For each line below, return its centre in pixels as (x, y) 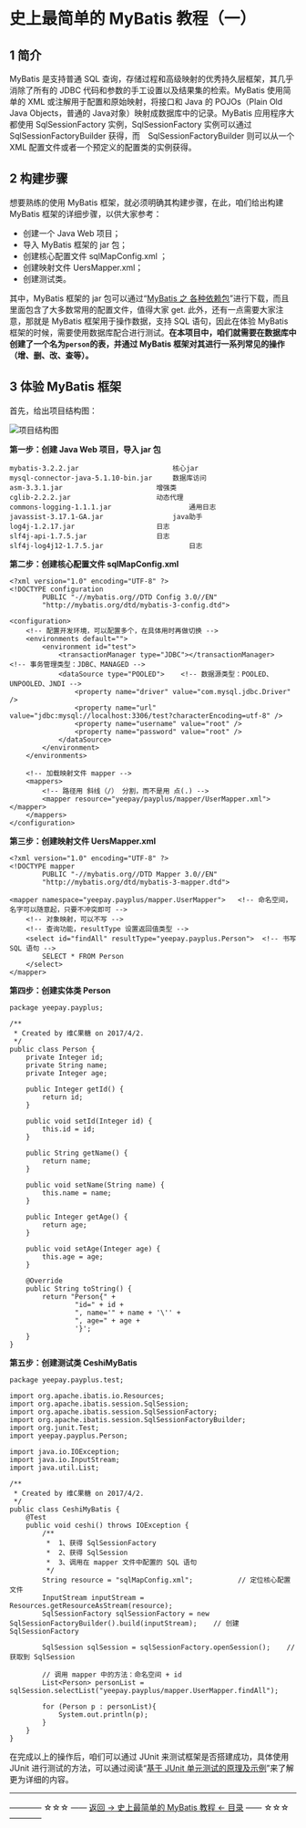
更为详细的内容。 (41, 1779)
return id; (63, 1097)
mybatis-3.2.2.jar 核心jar (104, 468)
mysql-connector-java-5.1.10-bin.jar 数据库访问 (108, 478)
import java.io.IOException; (65, 1451)
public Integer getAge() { (77, 1217)
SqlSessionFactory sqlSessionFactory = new (126, 1614)
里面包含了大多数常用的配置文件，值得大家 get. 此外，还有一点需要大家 (143, 309)
